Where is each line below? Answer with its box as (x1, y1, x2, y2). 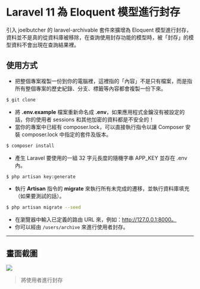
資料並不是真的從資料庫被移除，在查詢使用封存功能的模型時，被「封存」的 (6, 33, 189, 41)
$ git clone (6, 97, 36, 103)
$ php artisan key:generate (6, 174, 76, 180)
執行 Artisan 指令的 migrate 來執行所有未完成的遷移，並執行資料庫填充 (14, 185, 189, 192)
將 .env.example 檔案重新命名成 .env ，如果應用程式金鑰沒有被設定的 (14, 108, 185, 115)
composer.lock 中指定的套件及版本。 (21, 131, 112, 138)
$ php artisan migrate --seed (6, 204, 82, 211)
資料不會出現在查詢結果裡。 (11, 41, 79, 48)
